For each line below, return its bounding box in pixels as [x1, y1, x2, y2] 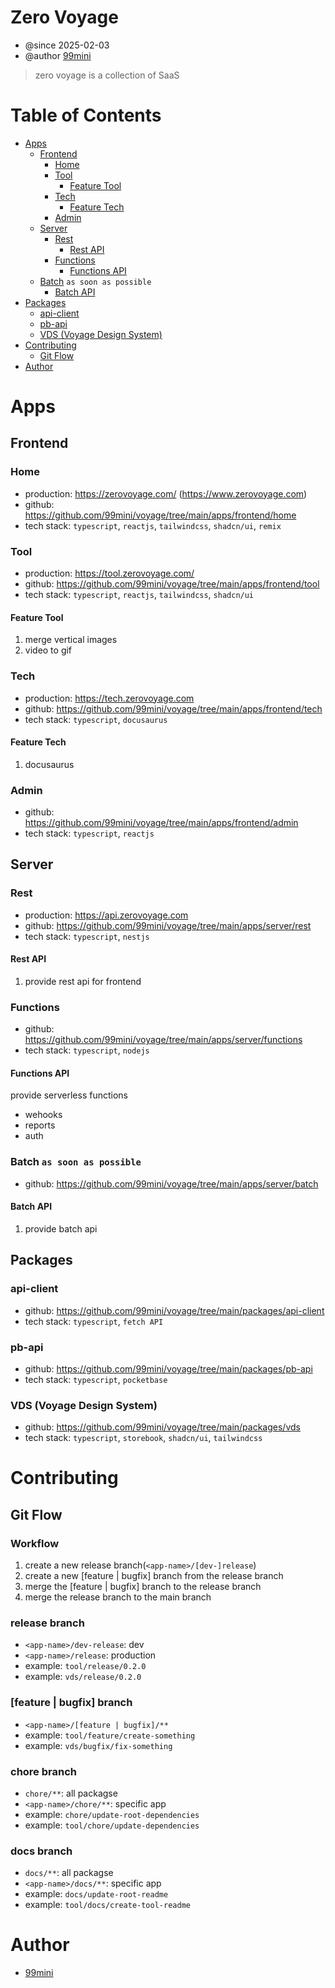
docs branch [10, 1844, 73, 1858]
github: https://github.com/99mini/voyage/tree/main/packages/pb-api [24, 1362, 313, 1375]
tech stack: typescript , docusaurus [24, 713, 168, 725]
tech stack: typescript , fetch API [24, 1315, 164, 1327]
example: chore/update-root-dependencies [24, 1808, 200, 1820]
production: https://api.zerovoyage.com [24, 909, 189, 921]
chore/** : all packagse [24, 1787, 118, 1799]
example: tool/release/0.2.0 [24, 1660, 147, 1672]
